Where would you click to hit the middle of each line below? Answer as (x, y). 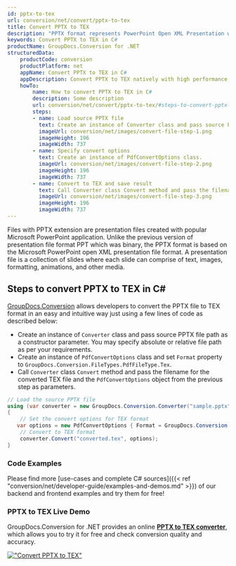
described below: (32, 321)
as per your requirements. (55, 349)
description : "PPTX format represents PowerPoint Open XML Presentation (116, 33)
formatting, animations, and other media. (66, 267)
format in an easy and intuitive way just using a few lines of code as (105, 313)
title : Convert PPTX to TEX (48, 27)
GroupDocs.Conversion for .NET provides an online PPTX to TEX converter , (117, 527)
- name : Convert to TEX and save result (92, 183)
